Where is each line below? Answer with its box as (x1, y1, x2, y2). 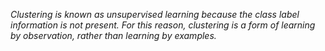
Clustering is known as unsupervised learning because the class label (10, 9, 300, 20)
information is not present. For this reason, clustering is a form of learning (10, 19, 316, 31)
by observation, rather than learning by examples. (10, 30, 217, 41)
